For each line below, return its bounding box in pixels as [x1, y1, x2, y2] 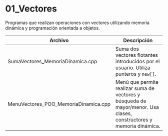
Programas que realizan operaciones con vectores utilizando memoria [5, 20, 150, 26]
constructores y [115, 116, 152, 123]
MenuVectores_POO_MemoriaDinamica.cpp [7, 100, 111, 107]
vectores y [115, 91, 140, 98]
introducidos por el [115, 58, 160, 65]
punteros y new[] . [115, 70, 156, 77]
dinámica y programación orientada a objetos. [5, 25, 100, 31]
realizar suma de [115, 85, 155, 92]
